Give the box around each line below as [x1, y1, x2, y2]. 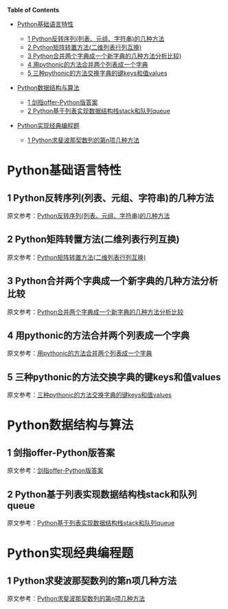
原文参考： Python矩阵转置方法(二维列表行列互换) [7, 253, 146, 261]
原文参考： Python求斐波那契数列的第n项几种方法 [7, 595, 146, 603]
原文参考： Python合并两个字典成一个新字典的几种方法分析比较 [7, 307, 184, 315]
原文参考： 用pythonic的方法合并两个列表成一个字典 [7, 349, 152, 357]
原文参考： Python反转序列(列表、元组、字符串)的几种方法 [7, 212, 170, 219]
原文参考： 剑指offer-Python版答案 [7, 467, 104, 475]
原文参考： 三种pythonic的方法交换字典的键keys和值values [7, 391, 172, 399]
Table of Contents [7, 6, 60, 14]
